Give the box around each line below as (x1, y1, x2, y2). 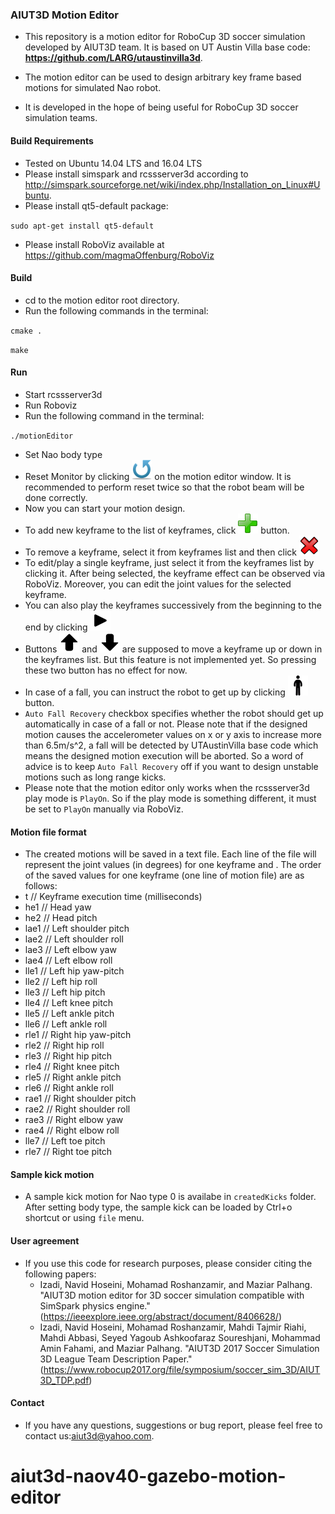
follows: (24, 880, 58, 892)
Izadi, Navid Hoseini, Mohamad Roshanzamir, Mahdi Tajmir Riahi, (39, 1321, 307, 1333)
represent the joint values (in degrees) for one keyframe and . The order (24, 859, 322, 871)
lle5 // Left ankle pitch (24, 1008, 115, 1020)
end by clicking (24, 621, 88, 633)
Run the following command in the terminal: (24, 409, 205, 422)
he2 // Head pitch (24, 912, 98, 924)
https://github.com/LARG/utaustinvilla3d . (24, 52, 203, 64)
